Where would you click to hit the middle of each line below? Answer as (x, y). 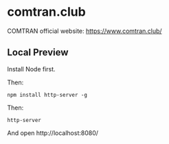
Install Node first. (32, 69)
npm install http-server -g (47, 95)
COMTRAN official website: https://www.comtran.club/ (85, 31)
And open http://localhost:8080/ (53, 133)
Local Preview (38, 52)
